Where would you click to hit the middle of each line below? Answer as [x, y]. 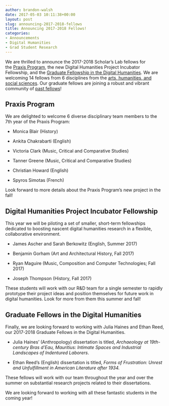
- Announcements [22, 38]
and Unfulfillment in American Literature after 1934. [66, 368]
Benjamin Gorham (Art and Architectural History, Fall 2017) [73, 254]
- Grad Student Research [31, 47]
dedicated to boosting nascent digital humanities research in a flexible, [79, 229]
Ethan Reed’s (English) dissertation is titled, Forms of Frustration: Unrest [87, 363]
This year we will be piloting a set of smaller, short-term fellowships [75, 223]
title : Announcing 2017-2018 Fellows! [46, 29]
